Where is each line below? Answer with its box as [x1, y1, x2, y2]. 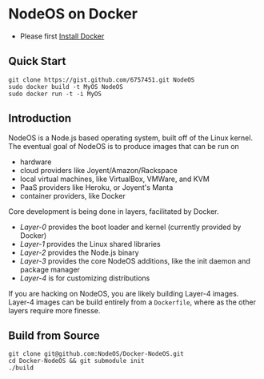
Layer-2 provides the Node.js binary [19, 248, 139, 257]
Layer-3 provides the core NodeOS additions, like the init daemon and [19, 256, 250, 265]
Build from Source [8, 329, 100, 342]
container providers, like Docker [19, 191, 126, 200]
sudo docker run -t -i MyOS [8, 90, 102, 98]
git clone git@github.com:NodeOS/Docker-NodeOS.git [8, 350, 184, 358]
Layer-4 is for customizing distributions [19, 273, 150, 283]
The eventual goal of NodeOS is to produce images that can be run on [8, 141, 240, 151]
